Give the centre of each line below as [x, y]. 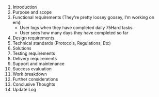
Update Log [24, 89]
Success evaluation [32, 69]
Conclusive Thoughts [34, 84]
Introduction [25, 7]
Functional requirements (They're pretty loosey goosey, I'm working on [83, 17]
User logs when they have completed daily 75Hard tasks [76, 28]
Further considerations [35, 79]
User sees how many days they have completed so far [74, 33]
